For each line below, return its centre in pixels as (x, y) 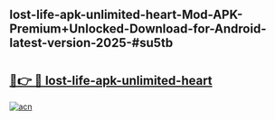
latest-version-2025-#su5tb (91, 43)
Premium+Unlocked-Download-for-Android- (138, 29)
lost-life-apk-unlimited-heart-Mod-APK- (126, 15)
